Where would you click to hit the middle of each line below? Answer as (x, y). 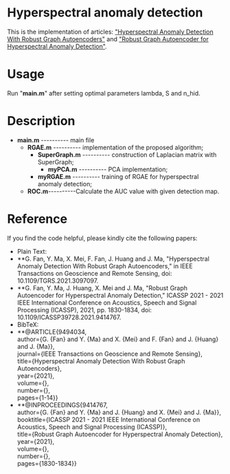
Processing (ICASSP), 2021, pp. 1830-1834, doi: (84, 310)
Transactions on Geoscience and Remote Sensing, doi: (94, 273)
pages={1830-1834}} (47, 463)
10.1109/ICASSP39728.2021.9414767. (69, 317)
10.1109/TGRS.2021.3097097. (58, 281)
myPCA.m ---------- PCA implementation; (108, 169)
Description (41, 121)
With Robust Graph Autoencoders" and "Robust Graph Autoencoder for (108, 39)
